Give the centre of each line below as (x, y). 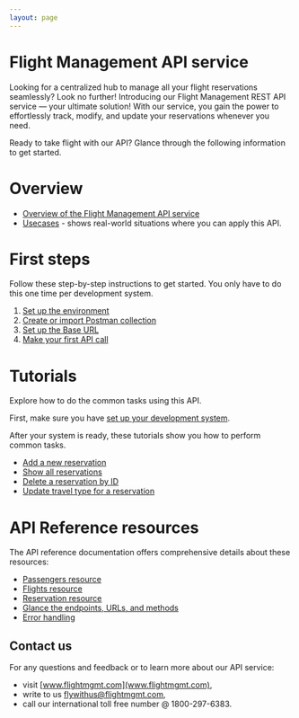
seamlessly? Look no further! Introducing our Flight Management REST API (148, 96)
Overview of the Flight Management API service (111, 213)
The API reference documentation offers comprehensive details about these (150, 553)
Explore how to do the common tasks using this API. (106, 401)
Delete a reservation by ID (70, 482)
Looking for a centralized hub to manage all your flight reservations (133, 87)
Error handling (48, 617)
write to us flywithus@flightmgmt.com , (94, 695)
